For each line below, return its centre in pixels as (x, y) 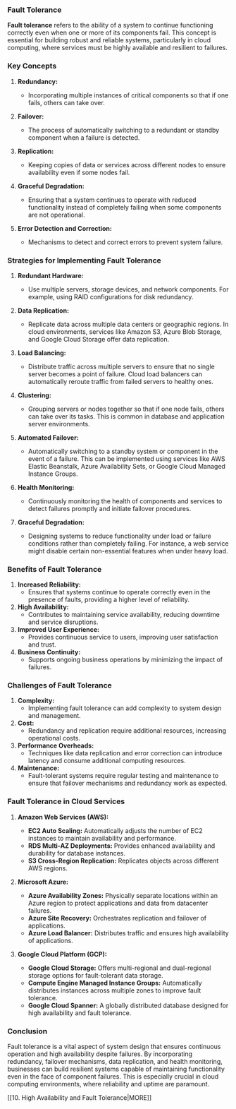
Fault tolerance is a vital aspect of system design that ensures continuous (114, 1047)
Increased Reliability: (49, 585)
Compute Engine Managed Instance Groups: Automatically (115, 983)
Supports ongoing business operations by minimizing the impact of (125, 660)
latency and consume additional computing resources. (107, 761)
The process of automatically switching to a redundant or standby (124, 130)
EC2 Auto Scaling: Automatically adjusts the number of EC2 (115, 830)
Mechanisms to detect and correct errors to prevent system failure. (125, 242)
